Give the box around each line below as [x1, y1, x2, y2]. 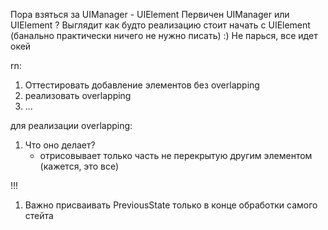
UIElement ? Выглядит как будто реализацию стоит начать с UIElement [10, 19, 311, 31]
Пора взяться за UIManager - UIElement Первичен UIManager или [10, 9, 290, 20]
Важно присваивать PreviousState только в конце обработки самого [24, 199, 318, 211]
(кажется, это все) [39, 160, 119, 172]
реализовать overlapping [24, 90, 132, 101]
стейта [24, 210, 54, 221]
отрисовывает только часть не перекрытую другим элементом [39, 150, 313, 161]
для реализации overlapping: [10, 120, 133, 131]
